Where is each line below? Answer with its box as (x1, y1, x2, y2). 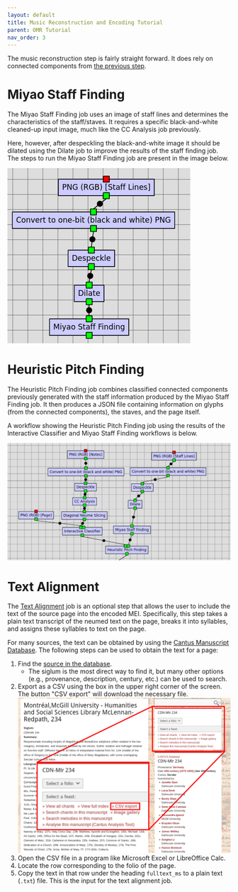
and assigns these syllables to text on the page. (7, 624, 147, 633)
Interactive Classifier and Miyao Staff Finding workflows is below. (7, 429, 198, 438)
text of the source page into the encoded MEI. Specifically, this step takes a (7, 610, 228, 618)
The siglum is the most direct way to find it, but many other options (28, 667, 225, 676)
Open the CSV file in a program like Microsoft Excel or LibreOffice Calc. (17, 854, 226, 862)
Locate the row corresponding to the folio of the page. (17, 861, 176, 870)
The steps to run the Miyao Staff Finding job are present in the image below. (7, 154, 229, 163)
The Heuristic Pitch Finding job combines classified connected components (7, 385, 228, 394)
